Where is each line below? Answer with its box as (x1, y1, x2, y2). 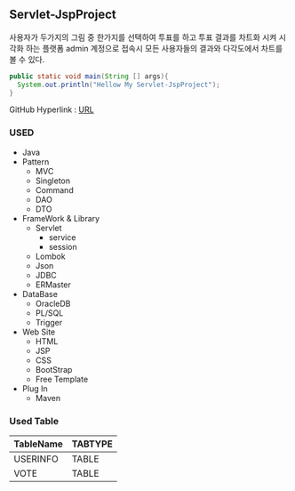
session (48, 241, 77, 252)
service (48, 231, 76, 243)
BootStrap (35, 364, 73, 374)
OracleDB (35, 298, 71, 309)
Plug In (21, 382, 48, 394)
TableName (13, 438, 64, 450)
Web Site (21, 326, 56, 337)
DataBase (21, 288, 58, 299)
